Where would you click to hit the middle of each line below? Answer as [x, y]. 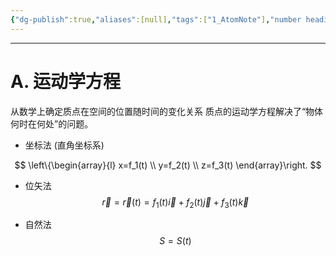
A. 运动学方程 [66, 81]
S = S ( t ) [175, 241]
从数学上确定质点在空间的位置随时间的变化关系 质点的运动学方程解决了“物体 [167, 111]
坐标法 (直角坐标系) [64, 145]
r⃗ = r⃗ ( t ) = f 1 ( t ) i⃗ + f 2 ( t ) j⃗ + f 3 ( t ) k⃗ [175, 203]
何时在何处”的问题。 [52, 123]
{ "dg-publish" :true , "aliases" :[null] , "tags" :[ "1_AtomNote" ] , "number [156, 19]
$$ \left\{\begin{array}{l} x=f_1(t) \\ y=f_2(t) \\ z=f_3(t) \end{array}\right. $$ [168, 165]
